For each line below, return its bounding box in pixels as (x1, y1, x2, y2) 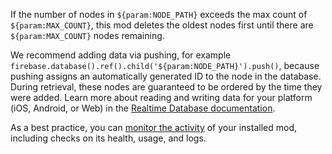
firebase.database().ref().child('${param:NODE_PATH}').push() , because (10, 60, 320, 71)
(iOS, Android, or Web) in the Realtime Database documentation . (10, 102, 276, 114)
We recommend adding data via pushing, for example (10, 49, 232, 61)
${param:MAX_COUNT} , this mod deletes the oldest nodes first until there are (10, 19, 314, 31)
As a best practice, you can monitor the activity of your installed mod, (10, 122, 297, 133)
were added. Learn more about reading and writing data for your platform (10, 92, 313, 103)
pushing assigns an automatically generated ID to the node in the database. (10, 70, 322, 82)
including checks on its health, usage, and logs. (10, 132, 207, 144)
